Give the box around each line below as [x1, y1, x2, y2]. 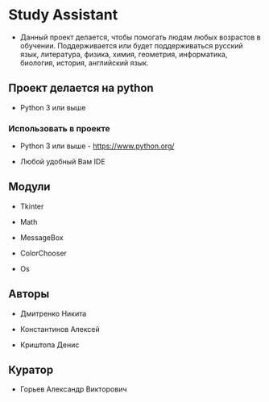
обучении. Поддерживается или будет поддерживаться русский [19, 40, 243, 50]
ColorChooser [19, 248, 67, 258]
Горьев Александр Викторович [19, 384, 127, 394]
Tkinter [19, 201, 44, 211]
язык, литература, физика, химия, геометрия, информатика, [19, 49, 228, 59]
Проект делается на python [8, 81, 155, 95]
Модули [8, 180, 51, 194]
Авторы [8, 288, 50, 301]
